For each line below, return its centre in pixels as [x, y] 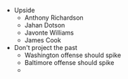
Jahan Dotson [45, 25]
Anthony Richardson [54, 18]
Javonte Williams [49, 32]
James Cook [43, 40]
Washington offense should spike [73, 55]
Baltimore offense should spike [69, 62]
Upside [24, 10]
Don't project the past [45, 48]
